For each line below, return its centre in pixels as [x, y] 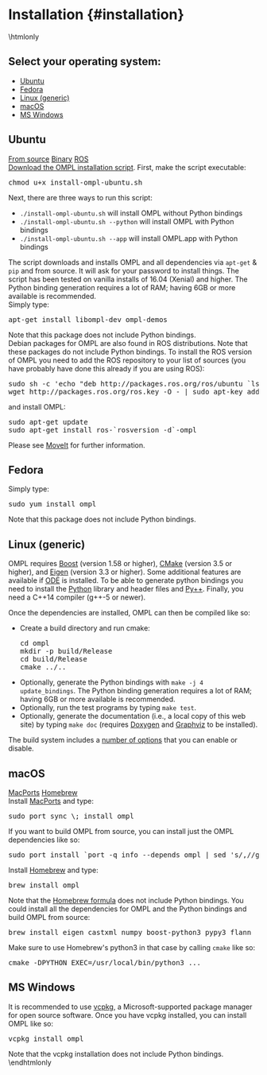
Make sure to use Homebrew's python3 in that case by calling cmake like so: [132, 947]
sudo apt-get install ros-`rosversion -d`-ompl [103, 430]
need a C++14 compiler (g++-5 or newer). [77, 597]
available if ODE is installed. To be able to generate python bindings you [126, 580]
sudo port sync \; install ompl [71, 816]
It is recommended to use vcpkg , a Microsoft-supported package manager [130, 1007]
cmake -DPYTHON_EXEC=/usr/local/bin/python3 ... [104, 962]
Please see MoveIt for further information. [77, 445]
